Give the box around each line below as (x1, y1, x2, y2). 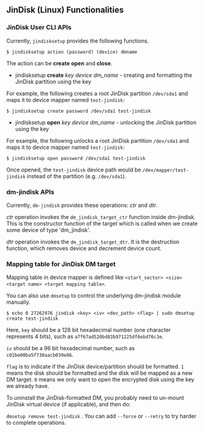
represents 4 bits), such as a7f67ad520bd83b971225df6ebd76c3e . (6, 333, 164, 340)
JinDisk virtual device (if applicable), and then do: (6, 401, 131, 408)
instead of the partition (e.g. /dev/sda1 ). (27, 172, 127, 179)
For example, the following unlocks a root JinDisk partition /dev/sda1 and (6, 137, 189, 144)
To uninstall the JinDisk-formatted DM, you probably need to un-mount (6, 394, 185, 401)
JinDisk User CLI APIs (6, 23, 72, 32)
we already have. (6, 383, 49, 390)
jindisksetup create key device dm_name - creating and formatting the (15, 71, 192, 79)
